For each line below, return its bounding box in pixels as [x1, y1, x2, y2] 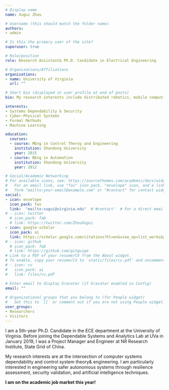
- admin [5, 31, 22, 36]
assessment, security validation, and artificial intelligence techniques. [5, 369, 149, 375]
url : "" [10, 81, 26, 86]
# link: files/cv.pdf [5, 272, 55, 277]
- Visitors [5, 314, 28, 319]
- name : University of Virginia [5, 76, 73, 82]
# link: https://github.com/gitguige [10, 249, 89, 254]
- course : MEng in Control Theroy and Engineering [10, 141, 118, 146]
